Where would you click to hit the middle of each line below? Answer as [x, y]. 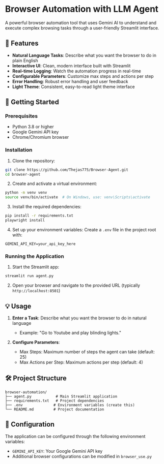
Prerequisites [21, 116]
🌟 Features [22, 44]
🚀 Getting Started [32, 102]
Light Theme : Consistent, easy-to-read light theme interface [73, 87]
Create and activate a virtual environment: [55, 184]
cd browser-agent [23, 174]
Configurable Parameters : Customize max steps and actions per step [83, 76]
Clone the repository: [34, 160]
